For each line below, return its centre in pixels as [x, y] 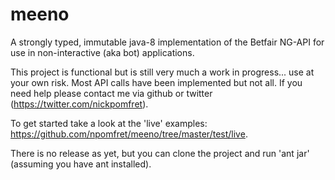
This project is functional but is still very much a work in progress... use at [162, 72]
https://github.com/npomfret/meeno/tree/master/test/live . [129, 134]
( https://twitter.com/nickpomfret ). [79, 104]
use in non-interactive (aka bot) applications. [102, 52]
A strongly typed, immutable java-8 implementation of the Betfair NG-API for [167, 42]
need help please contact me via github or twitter [111, 93]
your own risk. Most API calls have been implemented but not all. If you [156, 82]
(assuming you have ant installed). [81, 164]
